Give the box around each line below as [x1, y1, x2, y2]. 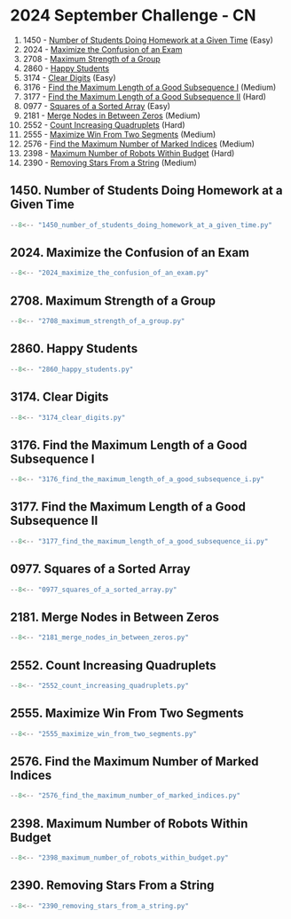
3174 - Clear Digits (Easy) [22, 72, 116, 83]
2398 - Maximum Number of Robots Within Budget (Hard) [22, 147, 235, 158]
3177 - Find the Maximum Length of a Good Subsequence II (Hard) [22, 91, 267, 102]
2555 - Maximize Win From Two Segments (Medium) [22, 129, 216, 139]
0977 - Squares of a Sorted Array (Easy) [22, 100, 171, 111]
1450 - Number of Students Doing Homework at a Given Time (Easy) [22, 35, 274, 45]
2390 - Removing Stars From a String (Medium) [22, 157, 198, 168]
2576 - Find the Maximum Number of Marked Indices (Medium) [22, 139, 256, 149]
